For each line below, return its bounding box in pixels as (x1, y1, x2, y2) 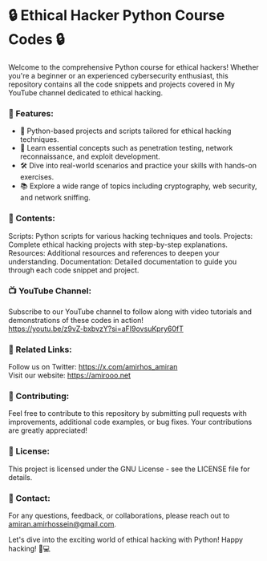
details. (8, 472, 33, 482)
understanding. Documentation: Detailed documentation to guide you (8, 256, 237, 266)
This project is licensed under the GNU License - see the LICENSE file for (8, 464, 250, 474)
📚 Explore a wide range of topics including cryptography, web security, (19, 181, 258, 191)
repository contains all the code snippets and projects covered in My (8, 79, 235, 89)
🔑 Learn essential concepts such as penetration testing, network (19, 143, 233, 153)
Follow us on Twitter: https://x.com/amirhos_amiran (8, 362, 178, 372)
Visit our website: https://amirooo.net (8, 370, 131, 381)
